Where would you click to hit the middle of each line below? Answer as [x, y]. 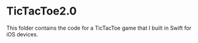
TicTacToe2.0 [42, 11]
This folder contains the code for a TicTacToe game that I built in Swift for [99, 28]
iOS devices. [22, 34]
